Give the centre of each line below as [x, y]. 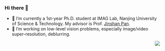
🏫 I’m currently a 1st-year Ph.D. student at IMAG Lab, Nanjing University [84, 19]
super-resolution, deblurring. [41, 34]
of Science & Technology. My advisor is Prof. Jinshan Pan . [71, 24]
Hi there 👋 [17, 8]
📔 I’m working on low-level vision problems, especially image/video [80, 29]
